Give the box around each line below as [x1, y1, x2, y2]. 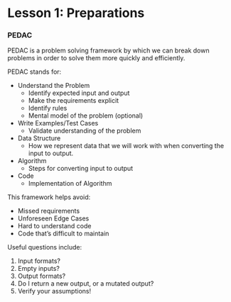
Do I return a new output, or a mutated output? [17, 279, 154, 288]
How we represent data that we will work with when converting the [28, 142, 225, 150]
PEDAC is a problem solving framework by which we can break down [7, 46, 210, 55]
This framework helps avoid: [7, 193, 91, 201]
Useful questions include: [7, 243, 82, 252]
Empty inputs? [17, 264, 60, 273]
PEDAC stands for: [7, 67, 62, 76]
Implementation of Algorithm [28, 179, 112, 188]
